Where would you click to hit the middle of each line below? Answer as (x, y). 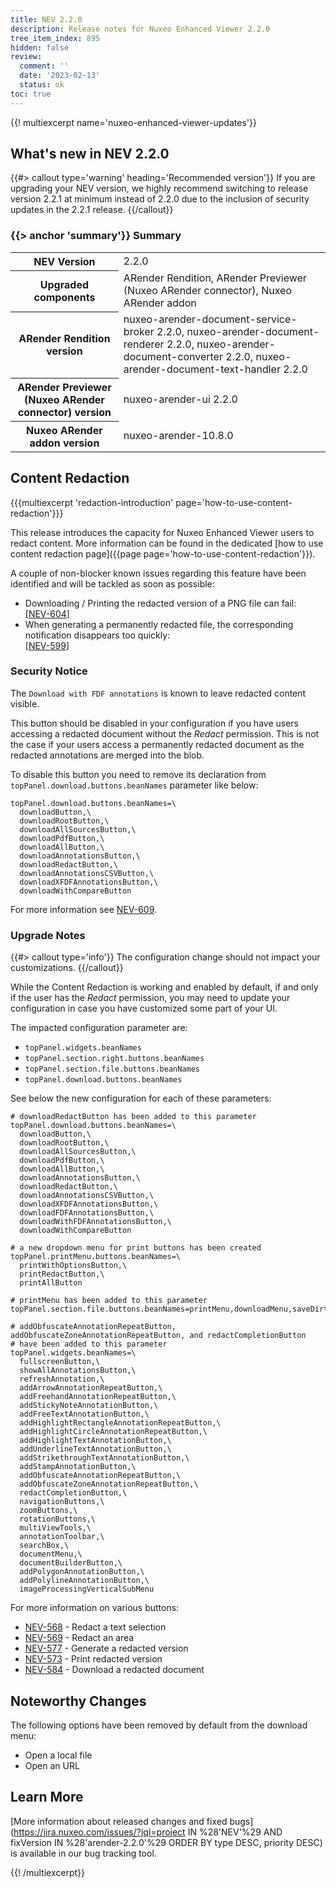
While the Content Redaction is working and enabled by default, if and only (164, 987)
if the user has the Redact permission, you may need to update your (150, 998)
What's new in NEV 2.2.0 (90, 154)
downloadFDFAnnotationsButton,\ (87, 1213)
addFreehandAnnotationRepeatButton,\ (98, 1397)
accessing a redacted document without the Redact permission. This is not (165, 733)
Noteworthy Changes (78, 1701)
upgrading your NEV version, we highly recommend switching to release (159, 188)
